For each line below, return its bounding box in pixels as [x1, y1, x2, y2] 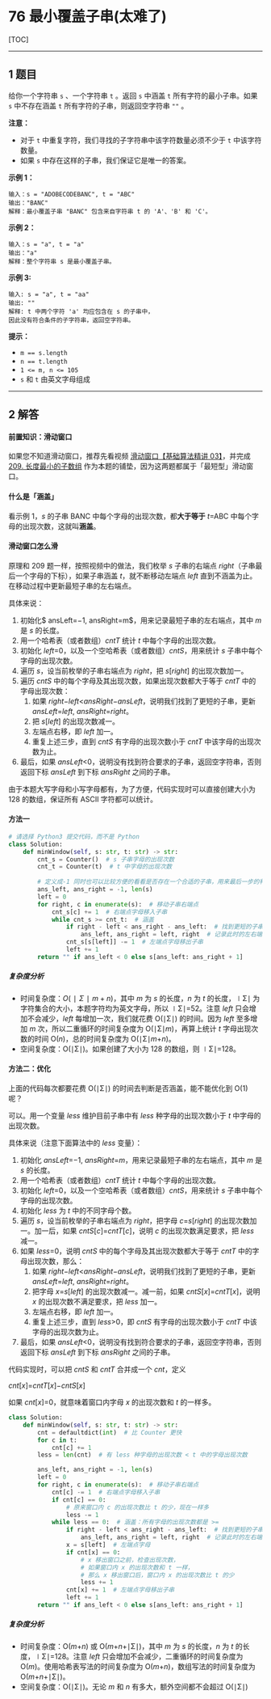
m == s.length [19, 349, 68, 357]
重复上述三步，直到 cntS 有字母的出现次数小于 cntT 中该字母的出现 [31, 737, 254, 746]
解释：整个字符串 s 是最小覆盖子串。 [8, 257, 115, 265]
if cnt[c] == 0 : [51, 1495, 106, 1504]
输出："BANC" [8, 199, 48, 207]
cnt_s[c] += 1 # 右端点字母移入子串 [51, 907, 168, 916]
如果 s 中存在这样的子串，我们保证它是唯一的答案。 [19, 155, 191, 165]
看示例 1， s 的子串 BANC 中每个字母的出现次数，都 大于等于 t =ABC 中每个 [8, 511, 252, 521]
